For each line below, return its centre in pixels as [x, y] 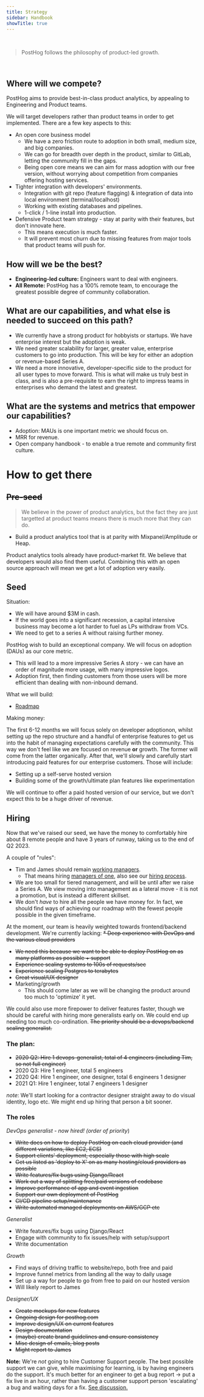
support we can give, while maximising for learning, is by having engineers [100, 1368]
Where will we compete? [54, 83]
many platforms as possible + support [63, 958]
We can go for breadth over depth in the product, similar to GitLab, [108, 154]
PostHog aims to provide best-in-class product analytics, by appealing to [98, 98]
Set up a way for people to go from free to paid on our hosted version [102, 1280]
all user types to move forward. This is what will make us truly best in [102, 374]
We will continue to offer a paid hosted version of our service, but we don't [100, 792]
